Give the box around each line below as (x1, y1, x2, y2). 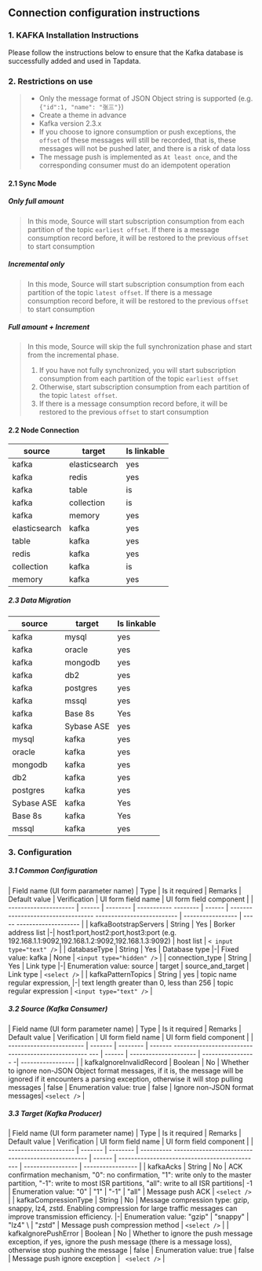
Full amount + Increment (8, 322, 90, 332)
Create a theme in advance (38, 110, 127, 120)
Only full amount (8, 197, 64, 206)
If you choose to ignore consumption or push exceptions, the (38, 127, 237, 136)
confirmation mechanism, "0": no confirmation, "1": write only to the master (8, 1170, 252, 1180)
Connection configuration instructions (8, 6, 200, 20)
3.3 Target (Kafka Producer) (8, 1109, 102, 1118)
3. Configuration (8, 846, 72, 857)
